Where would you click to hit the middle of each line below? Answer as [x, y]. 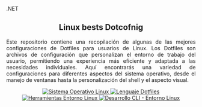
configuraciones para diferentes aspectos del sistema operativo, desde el [101, 74]
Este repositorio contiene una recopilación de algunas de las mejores [101, 42]
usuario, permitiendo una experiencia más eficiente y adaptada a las [101, 61]
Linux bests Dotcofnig [101, 27]
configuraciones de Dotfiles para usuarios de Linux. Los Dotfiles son [101, 48]
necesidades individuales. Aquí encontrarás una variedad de [101, 67]
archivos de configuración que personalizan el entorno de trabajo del [101, 54]
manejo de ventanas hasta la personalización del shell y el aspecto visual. [98, 80]
